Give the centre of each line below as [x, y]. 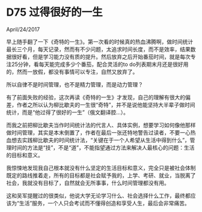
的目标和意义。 [25, 155]
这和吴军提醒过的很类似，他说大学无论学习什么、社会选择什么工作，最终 [96, 195]
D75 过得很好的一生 [55, 12]
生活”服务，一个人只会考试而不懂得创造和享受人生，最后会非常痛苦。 [105, 203]
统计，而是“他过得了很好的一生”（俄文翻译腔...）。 [68, 112]
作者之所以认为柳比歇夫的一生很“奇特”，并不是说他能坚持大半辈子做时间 [106, 104]
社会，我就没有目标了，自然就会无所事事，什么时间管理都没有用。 [88, 183]
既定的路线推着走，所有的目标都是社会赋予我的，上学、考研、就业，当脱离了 [101, 175]
